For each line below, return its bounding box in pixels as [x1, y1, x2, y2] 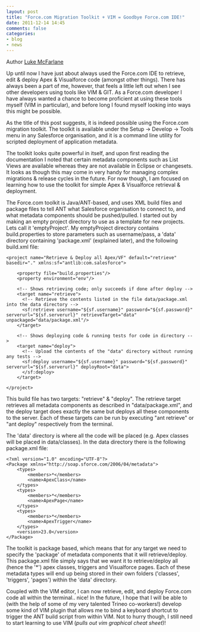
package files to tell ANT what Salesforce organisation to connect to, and [6, 205, 186, 212]
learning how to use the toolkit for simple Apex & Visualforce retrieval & [6, 181, 180, 188]
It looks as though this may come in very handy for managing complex [6, 168, 179, 175]
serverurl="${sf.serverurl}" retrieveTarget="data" [6, 312, 137, 318]
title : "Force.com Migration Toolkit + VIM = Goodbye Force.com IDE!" [6, 14, 185, 20]
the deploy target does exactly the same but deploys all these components [6, 408, 189, 415]
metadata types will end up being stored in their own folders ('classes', [6, 570, 180, 577]
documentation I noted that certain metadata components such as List [6, 156, 179, 163]
